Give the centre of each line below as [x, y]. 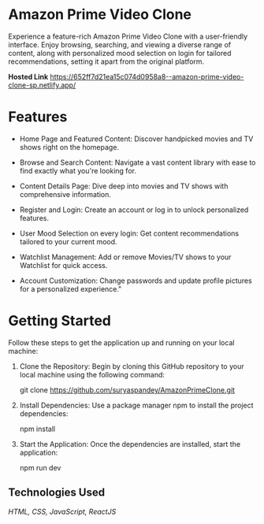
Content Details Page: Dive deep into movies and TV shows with [124, 186]
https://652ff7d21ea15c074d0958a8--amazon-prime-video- [147, 76]
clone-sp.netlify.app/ [42, 85]
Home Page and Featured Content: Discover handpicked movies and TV [136, 139]
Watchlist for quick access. [63, 265]
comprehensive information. [65, 194]
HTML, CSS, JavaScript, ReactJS [62, 511]
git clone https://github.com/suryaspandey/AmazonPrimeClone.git [127, 390]
